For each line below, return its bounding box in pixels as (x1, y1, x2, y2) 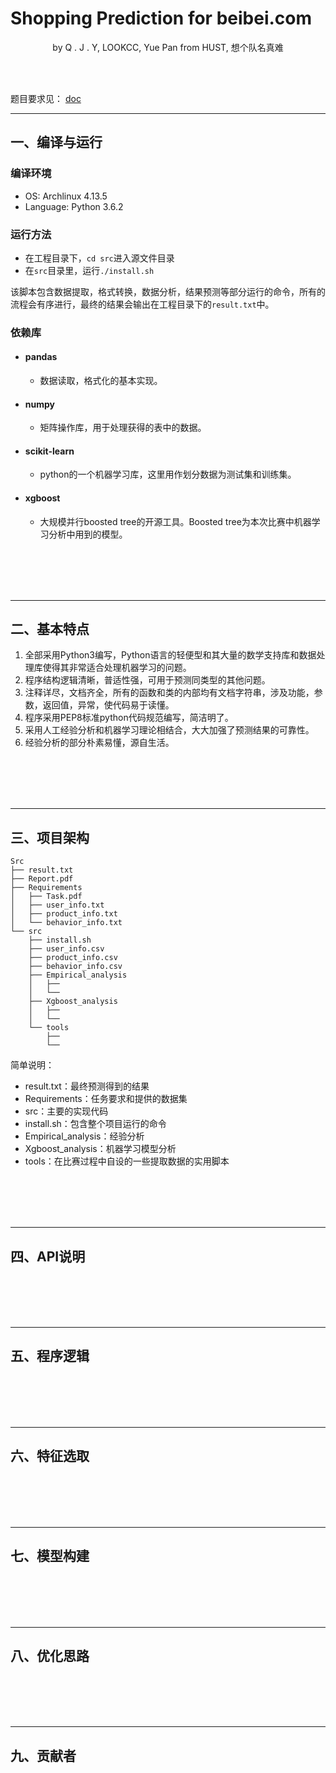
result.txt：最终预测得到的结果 (24, 1080, 150, 1092)
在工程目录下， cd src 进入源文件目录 (24, 252, 175, 264)
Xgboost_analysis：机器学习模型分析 (24, 1143, 177, 1155)
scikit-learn (24, 445, 75, 457)
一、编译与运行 (10, 134, 103, 151)
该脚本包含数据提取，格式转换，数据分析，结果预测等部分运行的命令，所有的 (10, 285, 326, 297)
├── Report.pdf (10, 874, 74, 884)
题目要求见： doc (10, 92, 82, 104)
